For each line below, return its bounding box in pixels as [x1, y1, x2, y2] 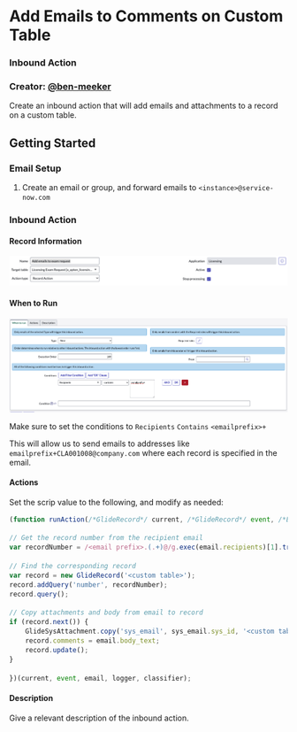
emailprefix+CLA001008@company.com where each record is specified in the [9, 447, 278, 458]
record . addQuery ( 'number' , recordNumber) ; [9, 580, 168, 589]
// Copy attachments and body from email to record [9, 608, 203, 617]
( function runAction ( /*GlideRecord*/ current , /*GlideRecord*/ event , [9, 515, 275, 524]
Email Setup [9, 162, 62, 174]
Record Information [9, 235, 82, 246]
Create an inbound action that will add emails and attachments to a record [9, 100, 278, 112]
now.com [21, 193, 50, 203]
